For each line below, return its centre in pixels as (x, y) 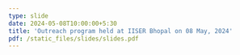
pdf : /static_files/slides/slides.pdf (74, 38)
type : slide (28, 16)
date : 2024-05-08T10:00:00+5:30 (63, 23)
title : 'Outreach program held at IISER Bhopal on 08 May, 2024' (120, 31)
